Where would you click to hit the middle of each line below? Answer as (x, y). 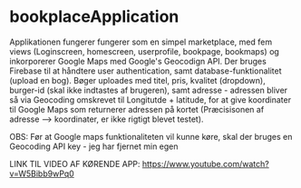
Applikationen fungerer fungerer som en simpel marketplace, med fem (141, 42)
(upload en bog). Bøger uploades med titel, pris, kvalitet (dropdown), (137, 80)
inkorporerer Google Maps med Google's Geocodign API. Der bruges (138, 61)
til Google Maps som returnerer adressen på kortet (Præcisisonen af (137, 109)
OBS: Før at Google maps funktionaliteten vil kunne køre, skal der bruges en (151, 136)
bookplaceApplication (94, 17)
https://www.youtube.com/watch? (205, 163)
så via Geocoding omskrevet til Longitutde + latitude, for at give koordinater (150, 99)
